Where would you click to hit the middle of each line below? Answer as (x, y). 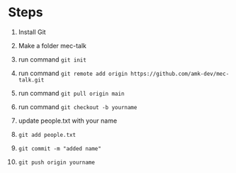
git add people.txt (47, 135)
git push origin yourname (56, 162)
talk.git (31, 80)
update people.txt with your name (68, 121)
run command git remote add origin (73, 73)
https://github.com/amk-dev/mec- (180, 74)
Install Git (32, 32)
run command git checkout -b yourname (78, 106)
